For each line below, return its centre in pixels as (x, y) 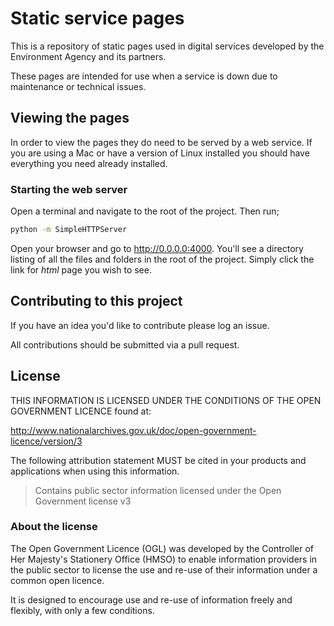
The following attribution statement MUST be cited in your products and (158, 460)
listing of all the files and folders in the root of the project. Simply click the (162, 259)
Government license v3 (83, 501)
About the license (54, 527)
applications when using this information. (95, 471)
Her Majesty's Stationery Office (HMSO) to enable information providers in (164, 559)
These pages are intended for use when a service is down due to (144, 76)
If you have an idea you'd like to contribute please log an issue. (140, 325)
